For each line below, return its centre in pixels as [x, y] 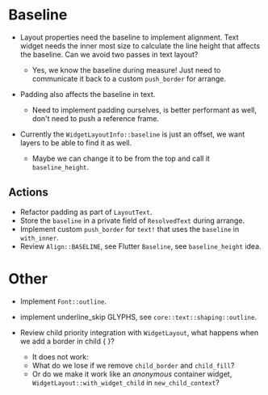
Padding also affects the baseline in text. [88, 94]
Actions [28, 193]
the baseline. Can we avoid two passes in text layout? [109, 54]
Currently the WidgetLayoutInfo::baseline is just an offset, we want [132, 134]
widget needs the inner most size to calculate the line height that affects [140, 45]
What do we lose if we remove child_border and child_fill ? [133, 365]
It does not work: [60, 356]
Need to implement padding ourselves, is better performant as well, [144, 110]
